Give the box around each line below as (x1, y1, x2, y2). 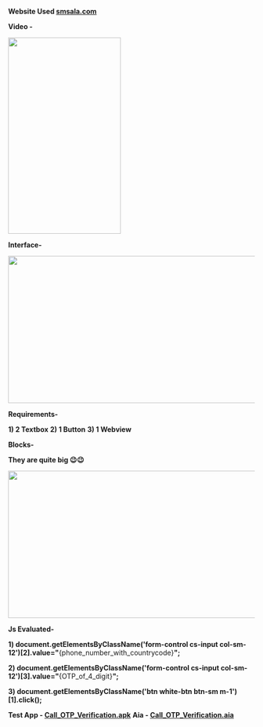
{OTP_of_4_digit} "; (58, 671, 119, 681)
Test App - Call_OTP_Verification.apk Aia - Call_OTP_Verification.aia (8, 711, 235, 719)
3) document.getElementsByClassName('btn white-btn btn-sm (8, 687, 218, 696)
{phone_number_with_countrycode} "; (58, 648, 181, 657)
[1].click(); (8, 695, 42, 704)
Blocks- (8, 440, 34, 449)
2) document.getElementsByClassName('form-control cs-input (8, 663, 220, 672)
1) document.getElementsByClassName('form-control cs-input (8, 640, 218, 648)
